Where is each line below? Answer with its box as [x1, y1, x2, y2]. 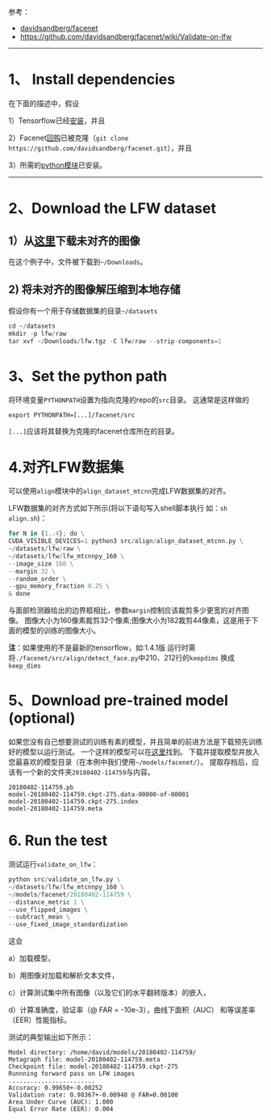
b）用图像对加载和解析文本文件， [8, 970, 119, 981]
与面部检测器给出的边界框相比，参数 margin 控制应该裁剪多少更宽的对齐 [8, 605, 242, 615]
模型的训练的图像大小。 [22, 626, 101, 635]
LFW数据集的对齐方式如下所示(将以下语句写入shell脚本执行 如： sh [8, 503, 227, 513]
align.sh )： [8, 513, 48, 524]
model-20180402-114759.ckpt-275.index [8, 798, 139, 806]
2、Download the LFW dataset [8, 199, 216, 218]
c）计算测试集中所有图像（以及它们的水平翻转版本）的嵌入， [8, 988, 211, 998]
